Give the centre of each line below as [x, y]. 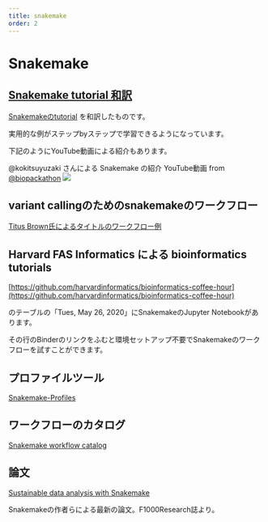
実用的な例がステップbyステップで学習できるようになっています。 [118, 134]
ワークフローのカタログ [67, 425]
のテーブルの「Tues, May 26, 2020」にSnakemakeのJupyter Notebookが [130, 312]
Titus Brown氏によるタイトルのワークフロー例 [85, 227]
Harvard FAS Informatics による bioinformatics [128, 255]
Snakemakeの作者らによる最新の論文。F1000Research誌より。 [114, 509]
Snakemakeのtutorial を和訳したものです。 [79, 116]
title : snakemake [38, 16]
